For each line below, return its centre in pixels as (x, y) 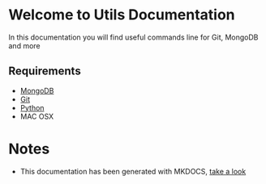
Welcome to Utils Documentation (122, 15)
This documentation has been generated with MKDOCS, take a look (133, 171)
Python (32, 107)
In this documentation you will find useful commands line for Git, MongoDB (133, 37)
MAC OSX (37, 116)
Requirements (45, 71)
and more (24, 45)
